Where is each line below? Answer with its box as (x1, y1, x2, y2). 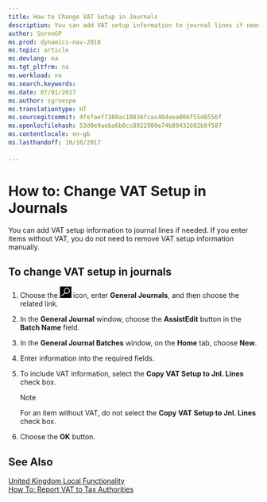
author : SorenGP (8, 29, 62, 37)
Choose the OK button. (19, 432, 95, 442)
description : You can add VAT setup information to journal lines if (8, 21, 244, 29)
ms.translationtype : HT (8, 105, 87, 113)
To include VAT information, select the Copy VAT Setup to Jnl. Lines (19, 369, 244, 379)
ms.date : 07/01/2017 (8, 88, 77, 96)
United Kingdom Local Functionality (8, 477, 126, 486)
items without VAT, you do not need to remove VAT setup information (8, 234, 234, 243)
